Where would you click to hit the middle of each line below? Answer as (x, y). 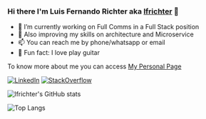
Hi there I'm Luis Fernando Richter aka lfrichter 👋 (93, 11)
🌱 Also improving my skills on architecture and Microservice (105, 34)
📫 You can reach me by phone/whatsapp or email (91, 43)
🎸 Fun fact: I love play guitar (58, 53)
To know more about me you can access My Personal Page (94, 66)
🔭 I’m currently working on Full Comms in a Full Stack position (108, 27)
